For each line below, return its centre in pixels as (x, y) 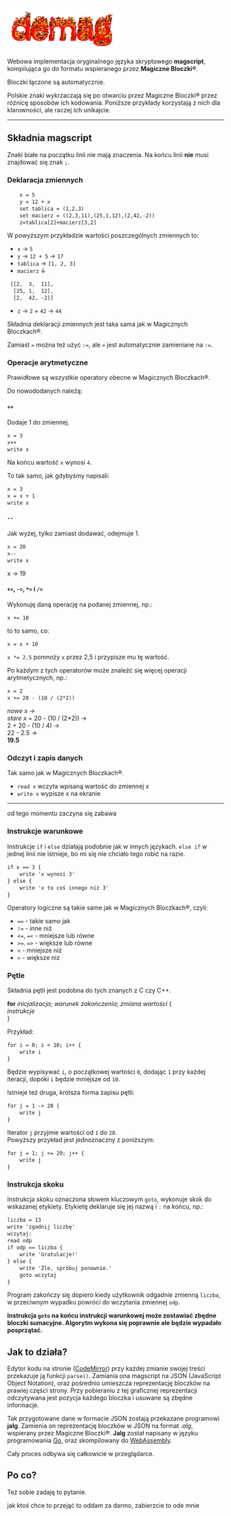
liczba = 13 (24, 1220)
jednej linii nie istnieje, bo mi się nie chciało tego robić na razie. (96, 854)
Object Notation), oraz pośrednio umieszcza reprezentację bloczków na (109, 1383)
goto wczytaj (38, 1276)
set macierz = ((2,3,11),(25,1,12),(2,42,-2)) (87, 216)
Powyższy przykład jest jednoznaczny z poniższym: (81, 1140)
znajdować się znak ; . (38, 162)
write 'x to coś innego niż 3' (64, 888)
